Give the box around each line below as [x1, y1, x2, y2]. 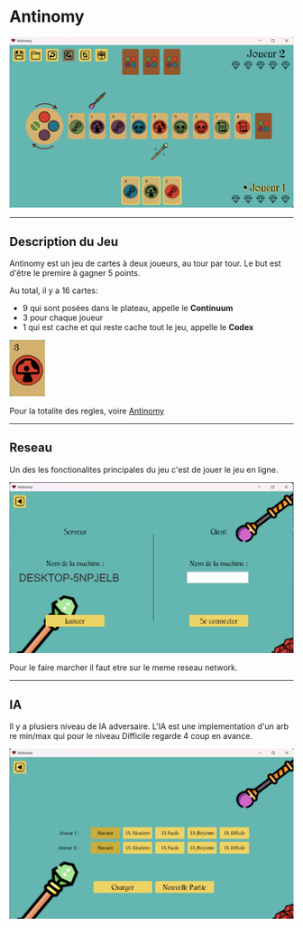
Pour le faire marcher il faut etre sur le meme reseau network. [9, 662, 238, 673]
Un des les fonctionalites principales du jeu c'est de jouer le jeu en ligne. [9, 464, 279, 475]
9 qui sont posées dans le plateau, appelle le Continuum [22, 302, 234, 313]
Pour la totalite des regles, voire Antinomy [9, 405, 165, 416]
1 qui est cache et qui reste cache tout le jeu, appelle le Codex [22, 321, 254, 332]
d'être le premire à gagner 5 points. [9, 267, 141, 278]
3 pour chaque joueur [22, 312, 104, 323]
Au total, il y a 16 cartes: [9, 285, 98, 296]
